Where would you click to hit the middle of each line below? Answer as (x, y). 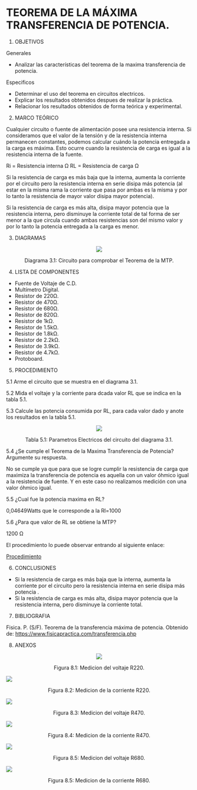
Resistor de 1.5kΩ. (37, 327)
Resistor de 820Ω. (37, 315)
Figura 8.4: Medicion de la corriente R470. (99, 735)
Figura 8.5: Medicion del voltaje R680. (99, 757)
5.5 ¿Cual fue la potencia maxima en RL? (55, 499)
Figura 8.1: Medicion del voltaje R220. (99, 668)
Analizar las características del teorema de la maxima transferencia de (100, 64)
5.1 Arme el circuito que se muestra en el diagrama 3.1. (72, 381)
